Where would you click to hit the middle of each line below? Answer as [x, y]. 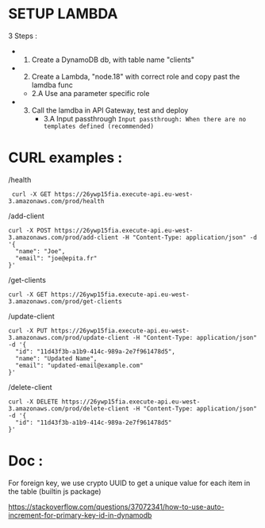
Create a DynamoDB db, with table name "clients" [113, 60]
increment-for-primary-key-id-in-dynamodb [80, 515]
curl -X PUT [28, 330]
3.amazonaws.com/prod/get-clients [65, 301]
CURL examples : [65, 158]
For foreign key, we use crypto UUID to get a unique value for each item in [129, 483]
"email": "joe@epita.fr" [56, 258]
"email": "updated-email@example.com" [80, 365]
